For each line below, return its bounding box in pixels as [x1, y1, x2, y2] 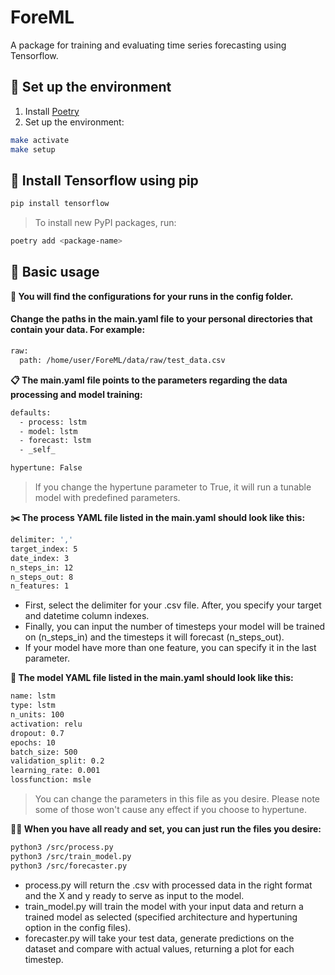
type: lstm [10, 701, 56, 711]
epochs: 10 [10, 737, 56, 748]
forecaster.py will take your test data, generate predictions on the [24, 932, 295, 944]
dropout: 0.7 [10, 728, 65, 738]
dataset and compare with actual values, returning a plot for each [24, 942, 295, 955]
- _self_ [19, 445, 56, 455]
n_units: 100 [10, 710, 65, 720]
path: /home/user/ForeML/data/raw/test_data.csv [19, 355, 226, 365]
